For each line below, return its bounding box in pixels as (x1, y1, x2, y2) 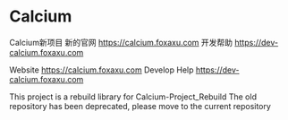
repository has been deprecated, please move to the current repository (9, 100, 271, 111)
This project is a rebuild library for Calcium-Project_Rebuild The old (9, 91, 258, 102)
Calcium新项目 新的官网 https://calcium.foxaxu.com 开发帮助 (9, 37, 233, 47)
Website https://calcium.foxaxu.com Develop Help (9, 64, 194, 75)
